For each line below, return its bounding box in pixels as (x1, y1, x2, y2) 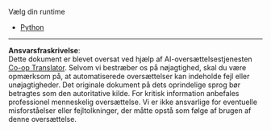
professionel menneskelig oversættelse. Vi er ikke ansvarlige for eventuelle (8, 97, 258, 107)
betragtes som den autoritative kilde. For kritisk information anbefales (8, 89, 240, 98)
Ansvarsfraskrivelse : (8, 46, 81, 55)
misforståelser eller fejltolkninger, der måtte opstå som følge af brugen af (8, 106, 252, 115)
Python (19, 23, 44, 31)
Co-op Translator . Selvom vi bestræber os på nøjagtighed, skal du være (8, 63, 247, 72)
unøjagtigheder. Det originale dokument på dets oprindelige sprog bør (8, 80, 241, 90)
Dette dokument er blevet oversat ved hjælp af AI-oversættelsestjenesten (8, 54, 252, 64)
